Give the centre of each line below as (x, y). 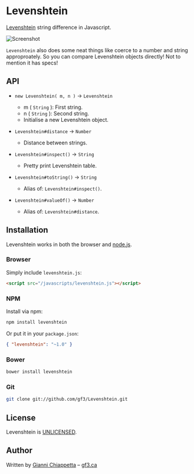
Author (19, 451)
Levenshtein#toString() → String (56, 177)
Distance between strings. (55, 143)
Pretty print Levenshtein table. (60, 165)
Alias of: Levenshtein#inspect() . (63, 188)
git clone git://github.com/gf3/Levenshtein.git (67, 399)
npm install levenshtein (37, 323)
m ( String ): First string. (53, 107)
